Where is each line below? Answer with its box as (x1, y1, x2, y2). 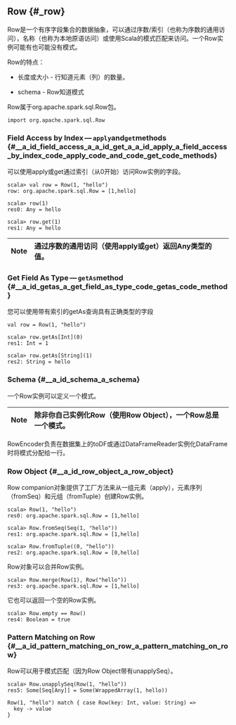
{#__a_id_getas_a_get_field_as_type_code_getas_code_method (7, 282, 228, 291)
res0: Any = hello (7, 206, 61, 213)
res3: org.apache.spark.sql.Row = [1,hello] (7, 583, 140, 590)
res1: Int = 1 (7, 340, 49, 347)
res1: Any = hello (7, 225, 61, 232)
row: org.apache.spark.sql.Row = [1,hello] (7, 188, 137, 195)
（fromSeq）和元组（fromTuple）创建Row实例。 (7, 492, 148, 500)
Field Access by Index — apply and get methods (7, 133, 167, 143)
